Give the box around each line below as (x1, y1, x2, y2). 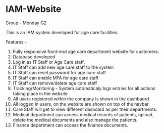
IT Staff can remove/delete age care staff (12, 80, 97, 86)
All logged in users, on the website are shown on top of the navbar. (12, 101, 150, 107)
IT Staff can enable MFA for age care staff (12, 75, 99, 81)
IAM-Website (5, 3, 61, 15)
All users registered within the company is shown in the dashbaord (12, 95, 149, 102)
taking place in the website (12, 90, 68, 96)
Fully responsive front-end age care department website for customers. (12, 48, 159, 54)
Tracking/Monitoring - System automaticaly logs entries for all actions (12, 85, 156, 91)
